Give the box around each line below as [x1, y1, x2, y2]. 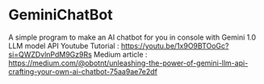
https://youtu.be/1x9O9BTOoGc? [120, 40, 229, 50]
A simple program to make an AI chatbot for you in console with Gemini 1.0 [8, 32, 257, 42]
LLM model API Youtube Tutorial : [8, 40, 119, 50]
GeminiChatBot [8, 6, 113, 24]
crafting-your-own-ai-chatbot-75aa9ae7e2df [8, 66, 157, 76]
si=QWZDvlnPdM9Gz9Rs [8, 49, 93, 59]
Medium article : [94, 49, 148, 59]
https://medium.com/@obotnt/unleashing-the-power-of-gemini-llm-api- [8, 58, 249, 68]
